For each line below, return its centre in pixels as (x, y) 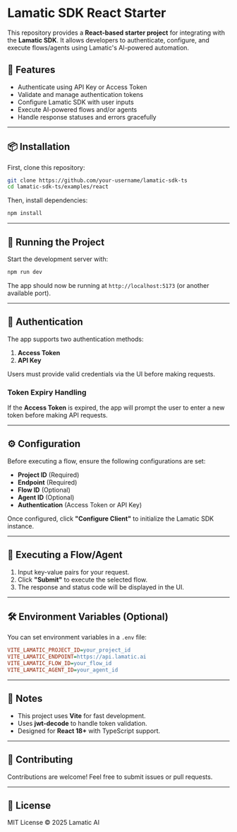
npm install (25, 214)
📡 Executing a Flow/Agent (65, 555)
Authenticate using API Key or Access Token (82, 87)
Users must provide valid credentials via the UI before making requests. (111, 374)
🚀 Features (31, 70)
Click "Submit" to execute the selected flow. (83, 579)
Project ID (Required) (48, 475)
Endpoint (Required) (47, 482)
